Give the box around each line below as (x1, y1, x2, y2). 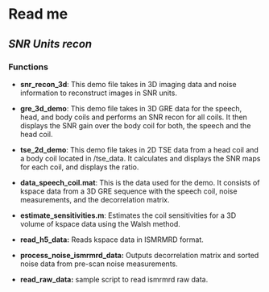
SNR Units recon (8, 37, 93, 51)
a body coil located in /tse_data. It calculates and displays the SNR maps (19, 153, 261, 163)
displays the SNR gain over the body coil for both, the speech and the (19, 120, 251, 130)
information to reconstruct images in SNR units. (19, 88, 177, 98)
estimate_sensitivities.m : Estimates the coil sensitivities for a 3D (19, 211, 237, 220)
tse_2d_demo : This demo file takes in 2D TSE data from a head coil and (19, 144, 259, 154)
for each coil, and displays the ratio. (19, 162, 139, 172)
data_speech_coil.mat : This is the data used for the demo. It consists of (19, 177, 260, 187)
